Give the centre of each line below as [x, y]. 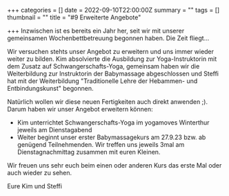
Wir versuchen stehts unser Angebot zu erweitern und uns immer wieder [111, 52]
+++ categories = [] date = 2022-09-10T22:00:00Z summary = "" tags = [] [113, 10]
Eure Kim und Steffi [34, 186]
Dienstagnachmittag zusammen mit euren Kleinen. [89, 152]
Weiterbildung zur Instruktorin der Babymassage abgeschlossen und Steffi [113, 73]
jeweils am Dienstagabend [54, 130]
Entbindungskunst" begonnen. [50, 88]
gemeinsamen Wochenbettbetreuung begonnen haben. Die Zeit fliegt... [108, 38]
